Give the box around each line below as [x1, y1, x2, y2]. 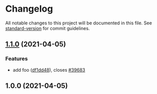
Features [5, 55, 28, 62]
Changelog [5, 3, 53, 15]
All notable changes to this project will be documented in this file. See [5, 20, 152, 26]
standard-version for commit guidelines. [5, 25, 90, 31]
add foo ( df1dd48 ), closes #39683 [12, 67, 85, 73]
